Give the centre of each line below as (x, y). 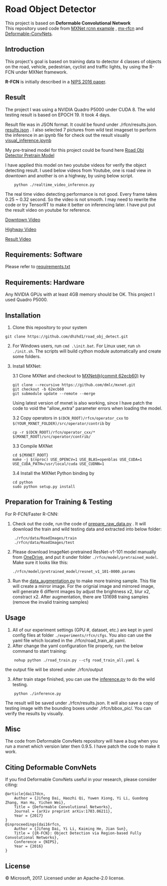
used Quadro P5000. (27, 300)
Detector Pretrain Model (30, 155)
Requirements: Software (44, 254)
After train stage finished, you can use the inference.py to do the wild (83, 679)
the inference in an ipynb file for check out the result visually (67, 135)
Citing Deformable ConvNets (51, 767)
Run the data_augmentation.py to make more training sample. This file (84, 581)
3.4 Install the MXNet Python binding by (53, 473)
